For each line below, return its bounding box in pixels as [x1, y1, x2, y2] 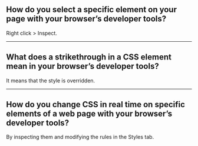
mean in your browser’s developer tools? [6, 61, 159, 71]
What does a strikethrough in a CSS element [6, 52, 172, 62]
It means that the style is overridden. [6, 77, 95, 84]
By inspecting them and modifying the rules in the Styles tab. [6, 134, 154, 141]
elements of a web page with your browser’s [6, 109, 173, 119]
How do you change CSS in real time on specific [6, 99, 186, 109]
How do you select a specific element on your [6, 5, 177, 15]
